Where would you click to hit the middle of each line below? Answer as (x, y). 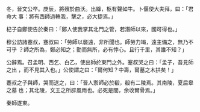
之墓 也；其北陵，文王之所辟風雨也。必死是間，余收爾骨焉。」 (82, 90)
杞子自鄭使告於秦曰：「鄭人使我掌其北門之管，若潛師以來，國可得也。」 (93, 29)
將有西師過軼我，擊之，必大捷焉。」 (72, 16)
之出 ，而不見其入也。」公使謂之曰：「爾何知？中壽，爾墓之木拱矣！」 (91, 70)
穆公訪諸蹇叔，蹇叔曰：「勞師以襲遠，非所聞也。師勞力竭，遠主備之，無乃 (97, 42)
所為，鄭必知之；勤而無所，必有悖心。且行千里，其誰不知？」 (111, 49)
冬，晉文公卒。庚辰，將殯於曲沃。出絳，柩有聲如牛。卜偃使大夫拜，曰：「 (97, 9)
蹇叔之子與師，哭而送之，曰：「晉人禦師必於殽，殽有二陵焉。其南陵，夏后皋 (100, 82)
